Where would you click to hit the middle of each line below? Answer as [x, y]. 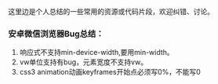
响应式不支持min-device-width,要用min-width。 [96, 53]
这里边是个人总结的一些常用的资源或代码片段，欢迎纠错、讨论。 [111, 11]
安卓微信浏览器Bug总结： [56, 34]
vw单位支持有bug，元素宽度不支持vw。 [83, 62]
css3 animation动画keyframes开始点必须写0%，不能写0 [110, 72]
